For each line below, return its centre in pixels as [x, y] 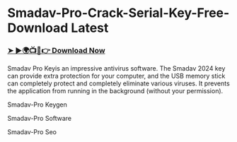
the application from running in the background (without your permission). [115, 91]
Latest [89, 28]
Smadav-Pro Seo [32, 132]
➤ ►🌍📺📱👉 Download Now [56, 51]
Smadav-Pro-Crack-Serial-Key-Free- [118, 13]
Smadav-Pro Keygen [37, 105]
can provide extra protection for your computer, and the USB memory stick [116, 76]
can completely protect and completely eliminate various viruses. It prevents [118, 83]
